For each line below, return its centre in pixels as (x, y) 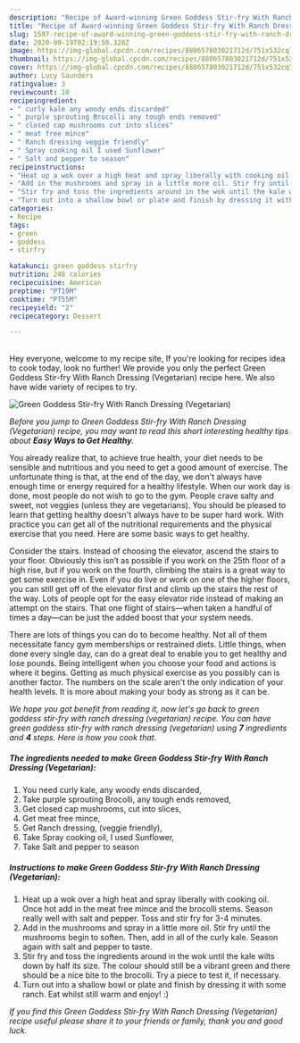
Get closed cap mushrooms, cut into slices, (101, 809)
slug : (19, 34)
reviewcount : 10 (39, 92)
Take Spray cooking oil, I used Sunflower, (98, 838)
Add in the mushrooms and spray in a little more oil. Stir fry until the (146, 928)
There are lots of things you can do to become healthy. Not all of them (138, 635)
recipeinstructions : (48, 167)
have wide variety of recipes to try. (73, 387)
